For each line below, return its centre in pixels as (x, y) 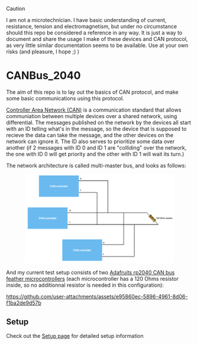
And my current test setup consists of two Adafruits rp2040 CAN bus (91, 273)
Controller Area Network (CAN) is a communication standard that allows (94, 110)
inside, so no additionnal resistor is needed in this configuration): (85, 285)
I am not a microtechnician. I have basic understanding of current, (86, 20)
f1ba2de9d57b (24, 303)
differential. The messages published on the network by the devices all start (98, 122)
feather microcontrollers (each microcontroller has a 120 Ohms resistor (93, 279)
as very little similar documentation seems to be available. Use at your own (97, 45)
